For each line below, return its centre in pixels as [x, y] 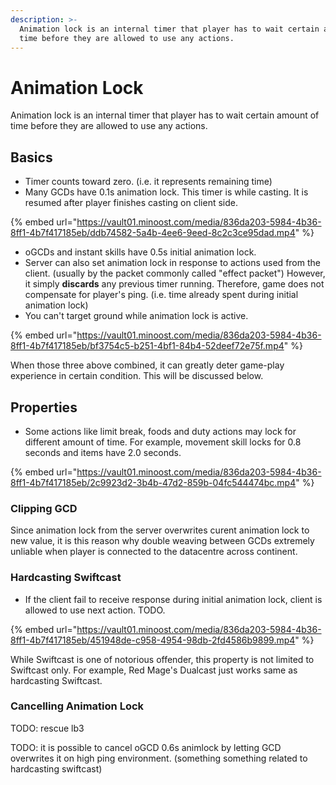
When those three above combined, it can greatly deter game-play [147, 365]
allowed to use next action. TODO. [95, 610]
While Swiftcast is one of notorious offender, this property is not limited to [162, 659]
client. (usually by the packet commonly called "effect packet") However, [175, 273]
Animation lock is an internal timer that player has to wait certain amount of [165, 115]
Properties [44, 407]
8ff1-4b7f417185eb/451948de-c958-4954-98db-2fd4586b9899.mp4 [153, 640]
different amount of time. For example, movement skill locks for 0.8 [163, 442]
